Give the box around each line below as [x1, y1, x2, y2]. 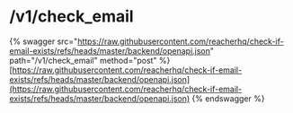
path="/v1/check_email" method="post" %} [9, 55, 171, 65]
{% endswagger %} [191, 92, 265, 104]
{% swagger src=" [9, 36, 78, 47]
